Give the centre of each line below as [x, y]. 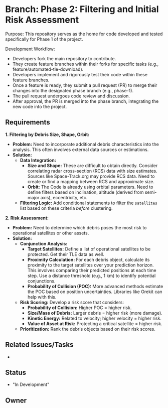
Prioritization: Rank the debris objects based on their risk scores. [88, 329]
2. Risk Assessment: [27, 218]
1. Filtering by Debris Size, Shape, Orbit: [47, 134]
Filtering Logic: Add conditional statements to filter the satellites [89, 203]
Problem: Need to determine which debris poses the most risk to [79, 227]
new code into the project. [40, 106]
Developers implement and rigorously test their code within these [80, 74]
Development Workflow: [30, 49]
